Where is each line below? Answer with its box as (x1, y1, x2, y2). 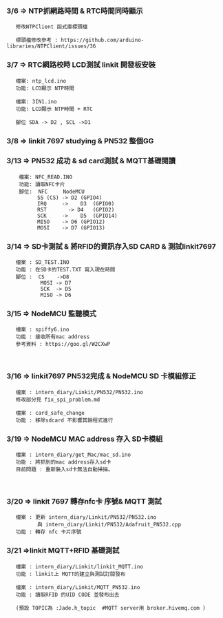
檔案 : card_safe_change (15, 409, 85, 416)
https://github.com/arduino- (61, 37, 145, 44)
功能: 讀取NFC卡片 (19, 181, 65, 187)
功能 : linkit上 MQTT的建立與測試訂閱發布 (15, 570, 126, 577)
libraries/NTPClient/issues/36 (6, 43, 96, 50)
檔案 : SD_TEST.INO (15, 259, 70, 266)
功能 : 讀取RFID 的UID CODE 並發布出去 (15, 591, 120, 598)
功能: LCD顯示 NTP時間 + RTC (15, 105, 94, 112)
